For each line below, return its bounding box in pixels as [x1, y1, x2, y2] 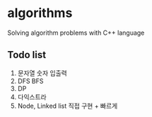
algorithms [7, 5, 73, 21]
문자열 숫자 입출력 [17, 69, 67, 77]
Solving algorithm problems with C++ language [7, 28, 145, 37]
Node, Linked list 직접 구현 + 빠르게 [17, 101, 118, 110]
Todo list [7, 49, 47, 61]
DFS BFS [17, 77, 44, 85]
